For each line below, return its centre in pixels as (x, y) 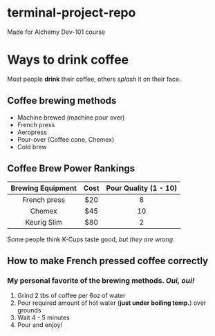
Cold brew (32, 147)
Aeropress (32, 132)
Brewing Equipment (44, 188)
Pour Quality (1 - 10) (142, 188)
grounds (29, 310)
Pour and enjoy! (40, 325)
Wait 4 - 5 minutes (44, 318)
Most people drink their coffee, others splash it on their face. (94, 79)
